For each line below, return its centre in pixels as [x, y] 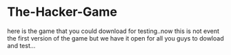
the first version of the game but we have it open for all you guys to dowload [115, 38]
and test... [21, 45]
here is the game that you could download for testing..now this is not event [113, 31]
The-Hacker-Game [62, 12]
